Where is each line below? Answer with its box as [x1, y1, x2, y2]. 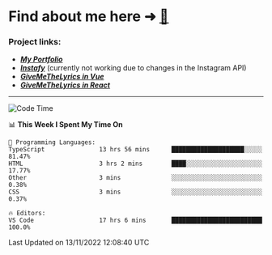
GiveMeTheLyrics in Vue [19, 72, 104, 82]
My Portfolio [19, 54, 63, 64]
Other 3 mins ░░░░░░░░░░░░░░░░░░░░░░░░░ [8, 174, 263, 182]
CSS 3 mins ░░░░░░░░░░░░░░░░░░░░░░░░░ [8, 188, 263, 197]
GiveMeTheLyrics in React [19, 80, 111, 90]
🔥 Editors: [8, 210, 46, 218]
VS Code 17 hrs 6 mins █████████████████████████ [8, 216, 263, 225]
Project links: [8, 36, 62, 48]
